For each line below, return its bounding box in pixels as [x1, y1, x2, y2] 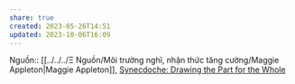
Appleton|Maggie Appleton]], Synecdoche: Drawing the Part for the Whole [9, 64, 286, 75]
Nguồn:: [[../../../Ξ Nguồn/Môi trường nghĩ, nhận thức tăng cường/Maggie [9, 55, 280, 66]
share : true [9, 13, 54, 23]
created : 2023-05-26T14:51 [9, 22, 111, 31]
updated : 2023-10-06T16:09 [9, 30, 111, 39]
